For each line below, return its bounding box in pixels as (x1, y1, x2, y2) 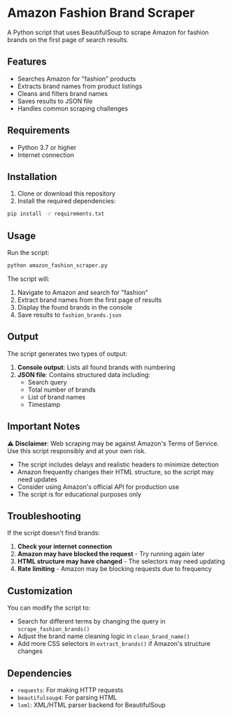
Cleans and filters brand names (17, 89, 108, 97)
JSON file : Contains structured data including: (17, 370, 151, 379)
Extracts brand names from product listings (17, 82, 143, 90)
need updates (17, 475, 58, 483)
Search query (27, 378, 68, 386)
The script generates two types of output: (7, 349, 128, 358)
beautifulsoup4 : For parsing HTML (17, 694, 117, 701)
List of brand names (27, 392, 86, 401)
